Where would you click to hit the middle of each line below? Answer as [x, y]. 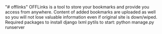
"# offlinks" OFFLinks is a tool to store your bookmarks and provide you [77, 7]
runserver [15, 27]
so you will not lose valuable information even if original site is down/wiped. [81, 17]
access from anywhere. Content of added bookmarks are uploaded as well [80, 12]
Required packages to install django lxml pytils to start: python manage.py [80, 22]
